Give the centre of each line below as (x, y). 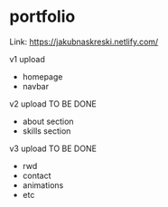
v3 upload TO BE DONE (53, 148)
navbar (36, 86)
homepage (42, 76)
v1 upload (27, 59)
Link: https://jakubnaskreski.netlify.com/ (84, 42)
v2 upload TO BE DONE (53, 103)
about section (48, 121)
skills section (47, 131)
